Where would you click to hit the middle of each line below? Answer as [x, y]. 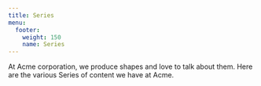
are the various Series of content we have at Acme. [91, 75]
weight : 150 [42, 37]
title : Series [31, 15]
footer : [28, 30]
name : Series [44, 45]
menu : [17, 23]
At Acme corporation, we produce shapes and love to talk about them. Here [130, 66]
